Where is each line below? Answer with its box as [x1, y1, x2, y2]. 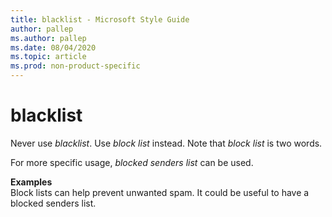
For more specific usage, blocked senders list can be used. [10, 156, 254, 168]
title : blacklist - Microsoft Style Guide [10, 14, 190, 25]
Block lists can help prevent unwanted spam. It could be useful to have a [10, 186, 310, 198]
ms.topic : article [10, 52, 87, 62]
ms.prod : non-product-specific [10, 61, 141, 71]
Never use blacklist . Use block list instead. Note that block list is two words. [10, 137, 323, 149]
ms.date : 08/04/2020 [10, 42, 97, 53]
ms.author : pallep [10, 33, 87, 43]
